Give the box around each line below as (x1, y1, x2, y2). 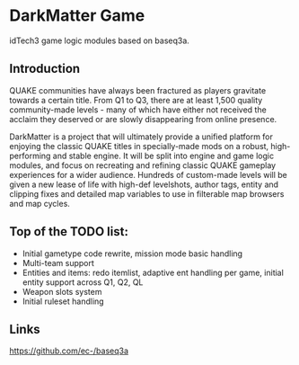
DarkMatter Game (9, 5, 145, 26)
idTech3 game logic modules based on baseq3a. (9, 35, 190, 46)
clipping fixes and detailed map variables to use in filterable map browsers (9, 188, 285, 199)
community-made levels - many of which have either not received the (9, 104, 267, 115)
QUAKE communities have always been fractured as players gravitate (9, 85, 267, 95)
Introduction (9, 61, 81, 76)
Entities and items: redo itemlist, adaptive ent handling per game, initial (22, 267, 285, 278)
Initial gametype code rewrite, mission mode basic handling (22, 248, 243, 259)
